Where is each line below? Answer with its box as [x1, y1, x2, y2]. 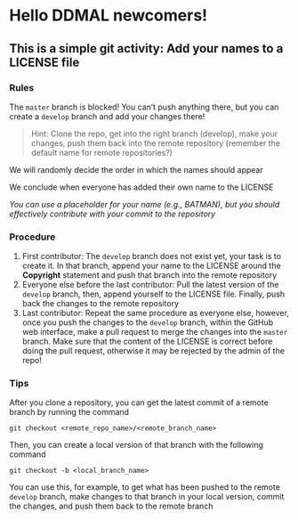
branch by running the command [9, 407, 130, 418]
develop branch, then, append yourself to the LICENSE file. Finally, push [21, 288, 286, 299]
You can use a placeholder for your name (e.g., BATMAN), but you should [9, 199, 280, 209]
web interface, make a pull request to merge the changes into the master [21, 327, 288, 337]
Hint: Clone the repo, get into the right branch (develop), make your [30, 128, 278, 139]
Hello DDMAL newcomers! [9, 5, 208, 26]
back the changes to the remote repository [21, 298, 180, 309]
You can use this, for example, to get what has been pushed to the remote [9, 482, 280, 492]
